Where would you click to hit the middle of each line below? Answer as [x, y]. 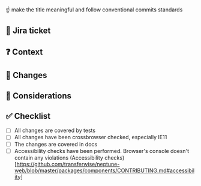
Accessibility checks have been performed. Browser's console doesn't [102, 151]
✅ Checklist [28, 116]
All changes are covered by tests [55, 130]
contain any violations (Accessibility [58, 157]
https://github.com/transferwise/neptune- [68, 164]
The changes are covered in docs [56, 144]
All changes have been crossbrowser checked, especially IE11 [91, 137]
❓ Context [24, 52]
